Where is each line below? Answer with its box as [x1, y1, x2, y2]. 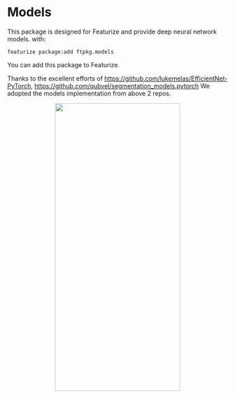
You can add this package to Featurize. [7, 60, 120, 69]
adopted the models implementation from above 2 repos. [7, 89, 171, 97]
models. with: [7, 34, 46, 43]
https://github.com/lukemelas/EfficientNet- [104, 74, 228, 83]
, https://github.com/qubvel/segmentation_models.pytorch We [31, 81, 211, 90]
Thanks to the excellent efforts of [7, 74, 104, 83]
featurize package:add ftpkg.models [7, 48, 114, 55]
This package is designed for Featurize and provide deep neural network [7, 27, 217, 36]
